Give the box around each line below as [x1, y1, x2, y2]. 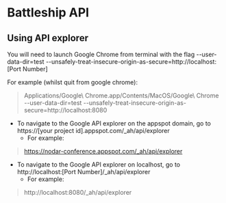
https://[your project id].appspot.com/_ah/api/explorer [16, 127, 170, 134]
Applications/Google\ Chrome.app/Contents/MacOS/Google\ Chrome [23, 91, 219, 99]
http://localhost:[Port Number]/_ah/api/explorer [16, 168, 151, 176]
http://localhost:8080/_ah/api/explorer [23, 189, 132, 196]
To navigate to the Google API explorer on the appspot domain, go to [16, 119, 211, 128]
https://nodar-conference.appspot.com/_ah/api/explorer [23, 147, 183, 155]
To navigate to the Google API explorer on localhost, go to [16, 160, 180, 169]
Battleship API [7, 5, 90, 21]
